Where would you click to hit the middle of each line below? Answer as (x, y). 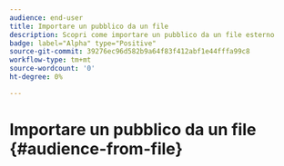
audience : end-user (46, 18)
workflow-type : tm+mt (51, 60)
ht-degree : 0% (36, 77)
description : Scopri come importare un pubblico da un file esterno (142, 34)
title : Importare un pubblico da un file (89, 26)
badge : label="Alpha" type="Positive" (83, 43)
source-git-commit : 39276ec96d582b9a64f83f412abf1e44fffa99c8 (130, 52)
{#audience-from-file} (96, 148)
